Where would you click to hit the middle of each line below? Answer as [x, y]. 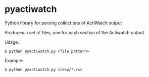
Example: [14, 60]
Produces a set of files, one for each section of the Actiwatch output [74, 32]
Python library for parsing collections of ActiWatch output [63, 23]
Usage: [12, 42]
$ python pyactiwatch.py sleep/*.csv [44, 70]
